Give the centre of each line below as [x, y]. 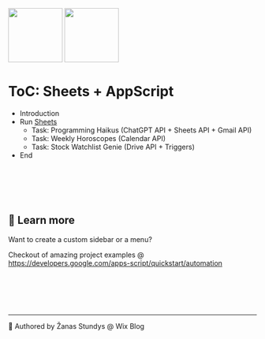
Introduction [39, 113]
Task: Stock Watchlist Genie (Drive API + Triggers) [113, 147]
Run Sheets [38, 121]
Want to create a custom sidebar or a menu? [80, 239]
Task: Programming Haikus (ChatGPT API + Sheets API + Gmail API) [142, 130]
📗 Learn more [41, 220]
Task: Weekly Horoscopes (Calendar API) [99, 138]
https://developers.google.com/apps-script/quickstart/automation [116, 263]
